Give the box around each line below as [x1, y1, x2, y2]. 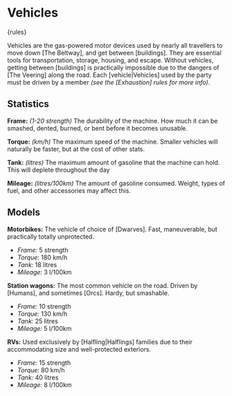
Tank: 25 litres [17, 317, 59, 325]
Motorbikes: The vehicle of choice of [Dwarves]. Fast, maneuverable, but [7, 225, 218, 233]
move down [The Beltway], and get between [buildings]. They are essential [7, 49, 222, 57]
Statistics [7, 98, 50, 110]
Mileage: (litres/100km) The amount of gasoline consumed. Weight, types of [7, 179, 226, 187]
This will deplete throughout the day [7, 165, 110, 174]
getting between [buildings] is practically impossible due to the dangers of [7, 63, 220, 71]
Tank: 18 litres [17, 260, 57, 268]
